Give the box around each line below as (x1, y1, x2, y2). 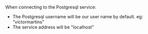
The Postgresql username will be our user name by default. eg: (12, 14, 143, 19)
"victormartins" (12, 19, 44, 25)
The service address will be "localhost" (12, 24, 94, 30)
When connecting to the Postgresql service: (5, 4, 97, 10)
